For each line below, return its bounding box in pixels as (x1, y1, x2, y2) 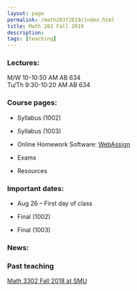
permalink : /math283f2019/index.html (7, 16, 115, 23)
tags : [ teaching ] (7, 36, 57, 42)
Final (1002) (16, 213, 51, 221)
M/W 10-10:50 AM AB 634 (7, 73, 81, 82)
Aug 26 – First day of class (16, 199, 92, 207)
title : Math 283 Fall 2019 (7, 23, 84, 29)
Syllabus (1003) (16, 127, 62, 135)
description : (7, 29, 45, 36)
